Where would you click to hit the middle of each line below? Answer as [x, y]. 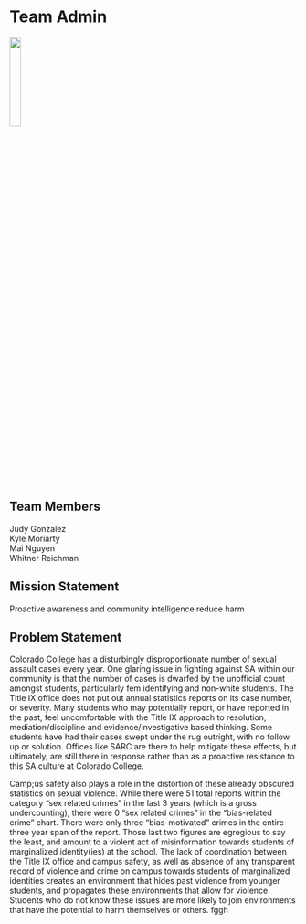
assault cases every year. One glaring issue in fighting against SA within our [152, 669]
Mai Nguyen [32, 548]
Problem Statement [66, 637]
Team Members [55, 507]
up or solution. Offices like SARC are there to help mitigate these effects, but [153, 747]
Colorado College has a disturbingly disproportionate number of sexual [143, 659]
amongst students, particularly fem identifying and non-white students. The [152, 688]
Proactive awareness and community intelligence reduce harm [127, 609]
